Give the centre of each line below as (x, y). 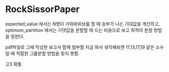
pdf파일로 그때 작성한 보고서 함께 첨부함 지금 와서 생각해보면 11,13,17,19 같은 (80, 47)
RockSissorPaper (43, 9)
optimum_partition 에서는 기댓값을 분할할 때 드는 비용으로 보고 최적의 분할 (79, 30)
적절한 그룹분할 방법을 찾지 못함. (48, 53)
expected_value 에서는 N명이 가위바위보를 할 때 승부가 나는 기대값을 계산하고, (83, 24)
